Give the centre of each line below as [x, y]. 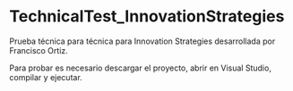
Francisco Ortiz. [39, 50]
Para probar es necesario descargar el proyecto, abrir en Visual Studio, [140, 68]
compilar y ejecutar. [46, 77]
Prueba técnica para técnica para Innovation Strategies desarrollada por [142, 41]
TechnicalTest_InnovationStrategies [147, 17]
